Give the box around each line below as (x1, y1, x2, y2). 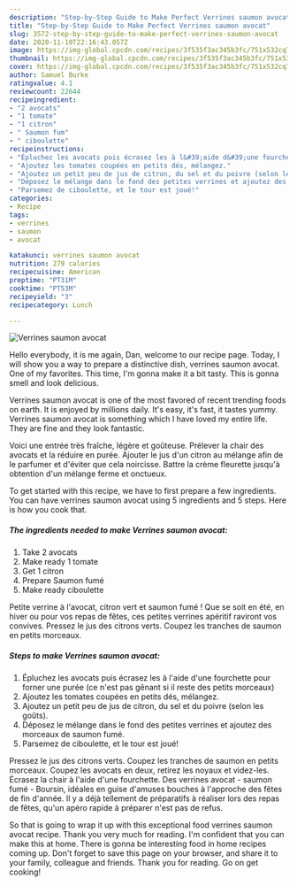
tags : (9, 210, 29, 220)
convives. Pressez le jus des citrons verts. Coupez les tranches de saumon (9, 620, 282, 631)
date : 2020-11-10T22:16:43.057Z (9, 37, 128, 47)
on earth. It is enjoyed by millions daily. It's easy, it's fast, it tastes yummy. (9, 404, 278, 415)
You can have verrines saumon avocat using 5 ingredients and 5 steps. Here (9, 495, 287, 505)
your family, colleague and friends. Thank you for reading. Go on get (9, 858, 259, 868)
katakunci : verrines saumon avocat (9, 251, 141, 260)
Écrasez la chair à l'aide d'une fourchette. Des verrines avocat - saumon (9, 774, 272, 785)
